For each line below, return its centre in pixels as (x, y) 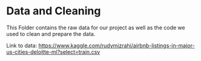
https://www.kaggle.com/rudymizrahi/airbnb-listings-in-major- (117, 45)
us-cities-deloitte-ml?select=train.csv (53, 51)
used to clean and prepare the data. (51, 33)
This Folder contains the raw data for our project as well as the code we (96, 28)
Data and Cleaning (54, 11)
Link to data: (22, 45)
